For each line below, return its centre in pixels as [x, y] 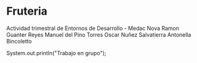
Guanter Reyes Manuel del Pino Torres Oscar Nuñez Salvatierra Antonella [99, 34]
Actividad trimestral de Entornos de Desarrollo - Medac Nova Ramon [93, 28]
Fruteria [27, 11]
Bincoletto [19, 41]
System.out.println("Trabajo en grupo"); [56, 53]
